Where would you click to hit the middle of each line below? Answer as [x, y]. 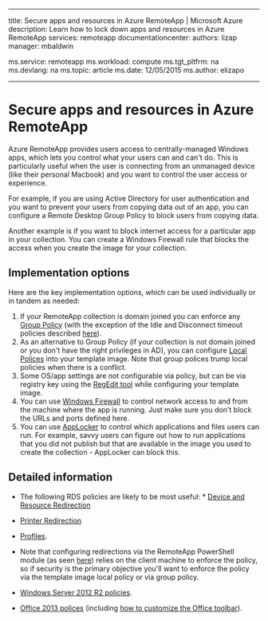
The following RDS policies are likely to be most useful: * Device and [132, 496]
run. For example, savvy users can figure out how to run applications [132, 435]
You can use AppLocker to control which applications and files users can [140, 426]
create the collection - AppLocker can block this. [100, 452]
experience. [28, 183]
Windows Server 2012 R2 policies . [76, 592]
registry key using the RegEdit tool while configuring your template [129, 384]
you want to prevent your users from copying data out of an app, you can [128, 207]
